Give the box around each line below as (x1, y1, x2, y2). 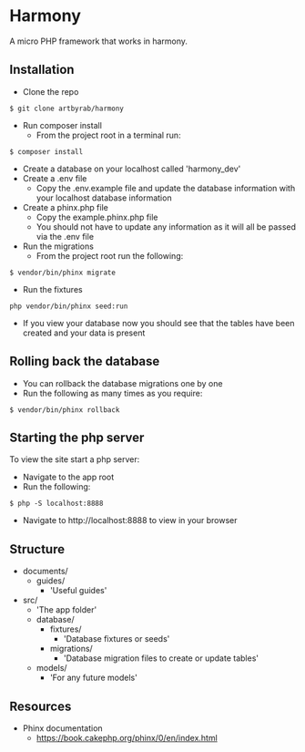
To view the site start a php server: (9, 454, 140, 465)
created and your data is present (22, 327, 146, 338)
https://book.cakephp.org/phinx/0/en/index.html (36, 733, 219, 743)
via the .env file (36, 231, 94, 242)
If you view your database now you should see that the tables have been (22, 317, 295, 328)
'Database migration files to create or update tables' (63, 653, 259, 664)
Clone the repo (22, 86, 79, 97)
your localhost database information (36, 192, 172, 203)
